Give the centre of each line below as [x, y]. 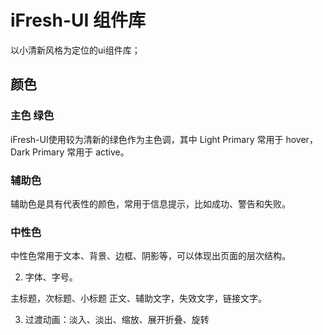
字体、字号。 [51, 277]
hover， [301, 139]
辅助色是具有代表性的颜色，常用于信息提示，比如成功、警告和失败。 [150, 203]
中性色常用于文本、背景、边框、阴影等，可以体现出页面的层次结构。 [150, 256]
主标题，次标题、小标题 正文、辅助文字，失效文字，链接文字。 [138, 298]
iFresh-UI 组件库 [78, 20]
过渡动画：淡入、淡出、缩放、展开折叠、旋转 [117, 320]
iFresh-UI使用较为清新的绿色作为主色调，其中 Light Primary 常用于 [147, 139]
